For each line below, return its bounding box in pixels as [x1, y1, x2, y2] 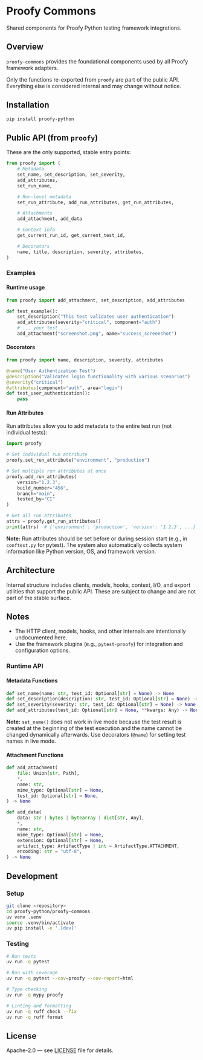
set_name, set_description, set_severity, [17, 172, 126, 178]
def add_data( [6, 809, 42, 815]
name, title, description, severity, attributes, [17, 249, 145, 255]
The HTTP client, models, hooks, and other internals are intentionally [14, 627, 186, 635]
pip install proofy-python [6, 116, 74, 122]
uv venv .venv [6, 914, 42, 920]
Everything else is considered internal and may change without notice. [6, 82, 181, 89]
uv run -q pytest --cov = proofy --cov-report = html [6, 975, 134, 981]
